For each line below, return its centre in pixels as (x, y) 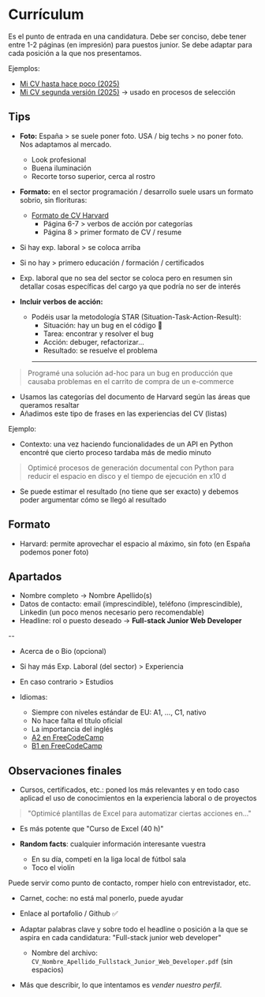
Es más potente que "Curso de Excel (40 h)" (91, 829)
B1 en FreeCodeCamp (67, 746)
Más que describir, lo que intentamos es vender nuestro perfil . (121, 985)
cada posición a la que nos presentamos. (75, 53)
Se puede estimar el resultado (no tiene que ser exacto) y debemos (129, 491)
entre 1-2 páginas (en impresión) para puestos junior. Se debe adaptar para (130, 44)
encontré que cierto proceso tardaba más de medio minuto (115, 452)
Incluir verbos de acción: (61, 301)
